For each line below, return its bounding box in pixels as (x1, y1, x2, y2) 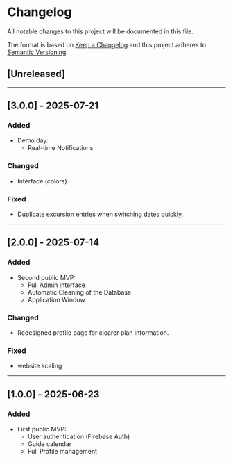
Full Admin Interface (27, 281, 85, 289)
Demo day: (17, 136, 49, 145)
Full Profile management (27, 447, 98, 455)
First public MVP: (17, 425, 67, 433)
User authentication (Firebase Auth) (27, 432, 130, 440)
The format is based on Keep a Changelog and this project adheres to (7, 40, 207, 49)
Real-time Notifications (27, 144, 94, 152)
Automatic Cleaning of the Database (27, 288, 132, 296)
